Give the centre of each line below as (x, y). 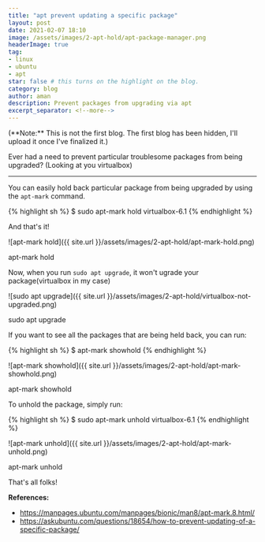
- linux (21, 60)
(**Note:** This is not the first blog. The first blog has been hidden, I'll (123, 133)
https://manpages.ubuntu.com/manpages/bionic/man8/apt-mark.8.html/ (137, 512)
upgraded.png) (33, 304)
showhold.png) (33, 374)
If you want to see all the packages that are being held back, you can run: (127, 335)
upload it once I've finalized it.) (58, 141)
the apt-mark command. (47, 196)
